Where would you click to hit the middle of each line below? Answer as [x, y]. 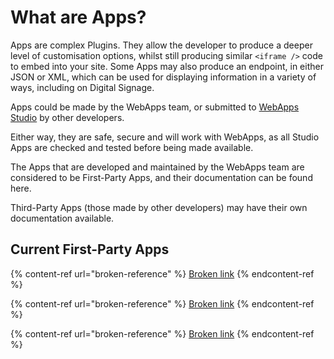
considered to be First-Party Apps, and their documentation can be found [161, 177]
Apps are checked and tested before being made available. [132, 147]
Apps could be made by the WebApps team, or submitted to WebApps [155, 107]
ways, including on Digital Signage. [82, 87]
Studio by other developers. [67, 117]
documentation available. [62, 218]
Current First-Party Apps [90, 249]
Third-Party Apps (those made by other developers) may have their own [159, 207]
